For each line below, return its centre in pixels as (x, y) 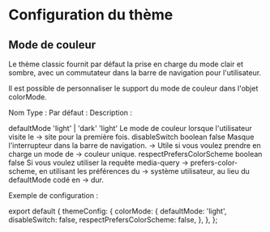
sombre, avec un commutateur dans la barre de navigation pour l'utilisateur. (135, 73)
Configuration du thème (91, 15)
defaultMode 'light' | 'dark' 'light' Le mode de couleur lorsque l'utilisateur (131, 128)
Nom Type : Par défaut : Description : (70, 112)
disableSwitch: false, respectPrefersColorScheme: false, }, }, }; (113, 219)
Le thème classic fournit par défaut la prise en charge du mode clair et (126, 64)
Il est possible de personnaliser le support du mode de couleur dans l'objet (133, 88)
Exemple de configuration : (54, 195)
